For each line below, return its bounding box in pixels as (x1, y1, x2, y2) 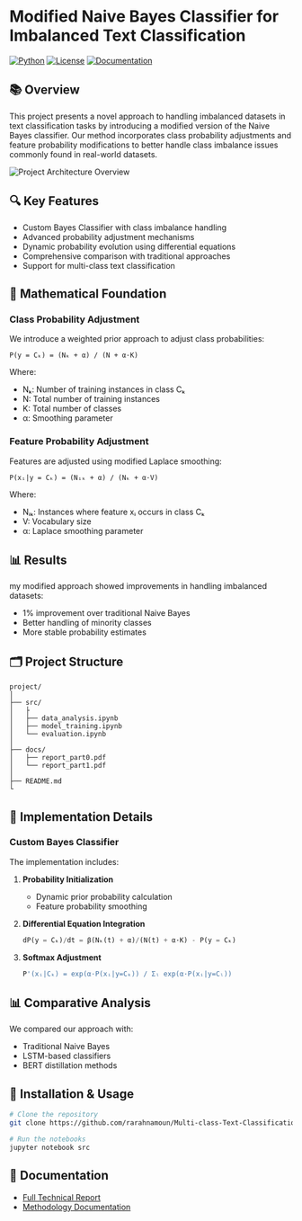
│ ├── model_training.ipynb (9, 722, 123, 731)
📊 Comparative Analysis (9, 995, 151, 1011)
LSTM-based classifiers (22, 1050, 111, 1062)
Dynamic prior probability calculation (35, 891, 173, 902)
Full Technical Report (22, 1191, 101, 1202)
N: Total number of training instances (22, 394, 160, 405)
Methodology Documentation (22, 1201, 131, 1212)
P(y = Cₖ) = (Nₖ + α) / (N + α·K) (9, 351, 139, 361)
